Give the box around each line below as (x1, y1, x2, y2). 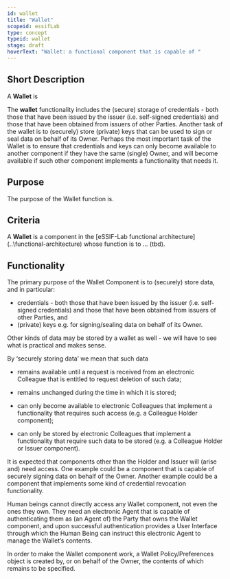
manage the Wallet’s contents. (7, 536, 93, 545)
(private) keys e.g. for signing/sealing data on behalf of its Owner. (16, 321, 203, 329)
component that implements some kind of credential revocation (7, 479, 187, 488)
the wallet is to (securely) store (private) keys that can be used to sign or (7, 127, 213, 135)
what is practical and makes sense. (7, 341, 106, 350)
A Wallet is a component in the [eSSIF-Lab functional (7, 233, 158, 241)
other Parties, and (16, 313, 68, 321)
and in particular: (7, 286, 56, 294)
